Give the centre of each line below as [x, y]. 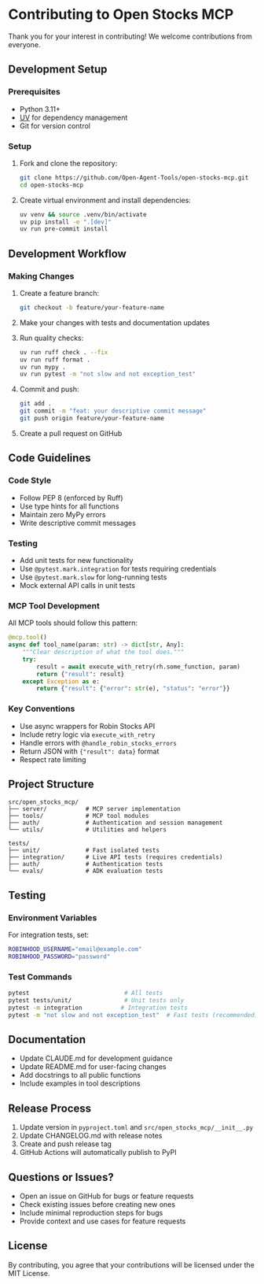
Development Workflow [68, 253]
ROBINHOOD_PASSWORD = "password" [59, 957]
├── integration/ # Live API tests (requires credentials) [115, 857]
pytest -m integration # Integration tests [98, 1008]
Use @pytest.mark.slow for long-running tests [93, 577]
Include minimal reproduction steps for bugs [91, 1213]
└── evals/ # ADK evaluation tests [86, 871]
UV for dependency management [73, 117]
